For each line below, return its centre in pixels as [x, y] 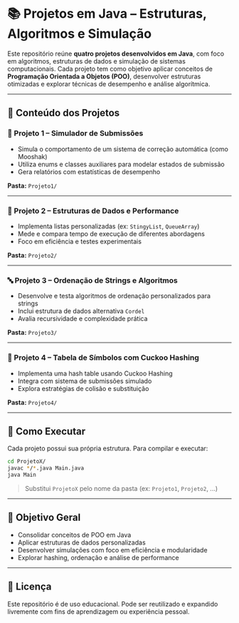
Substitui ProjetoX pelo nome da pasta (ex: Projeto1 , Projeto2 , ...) [121, 488]
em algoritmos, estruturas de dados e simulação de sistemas [97, 61]
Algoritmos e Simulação [79, 34]
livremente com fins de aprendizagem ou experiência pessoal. [99, 612]
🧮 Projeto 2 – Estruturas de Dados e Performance [93, 211]
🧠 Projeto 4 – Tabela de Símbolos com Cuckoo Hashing [103, 358]
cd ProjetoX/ [27, 462]
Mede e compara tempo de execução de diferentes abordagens [111, 233]
